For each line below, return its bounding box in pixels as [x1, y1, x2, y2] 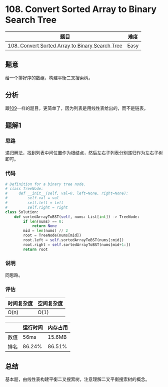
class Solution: [5, 209, 39, 214]
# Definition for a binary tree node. [5, 182, 86, 187]
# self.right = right [5, 205, 68, 210]
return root [23, 247, 48, 252]
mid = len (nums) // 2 [23, 228, 68, 233]
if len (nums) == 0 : [23, 219, 64, 224]
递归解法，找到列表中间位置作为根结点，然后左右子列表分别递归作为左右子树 [5, 150, 163, 156]
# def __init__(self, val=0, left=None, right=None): [5, 191, 128, 196]
